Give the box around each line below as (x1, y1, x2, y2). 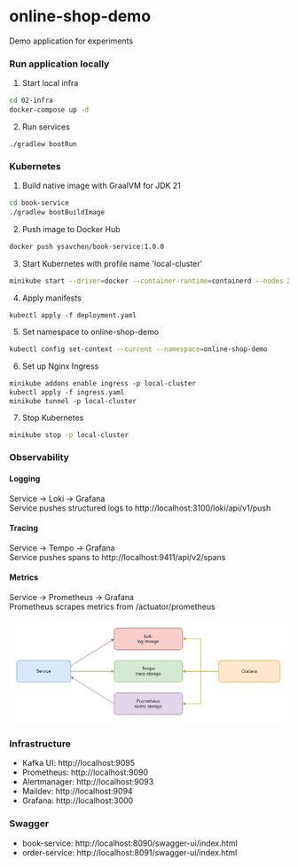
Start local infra (21, 78, 79, 89)
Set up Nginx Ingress (21, 361, 99, 371)
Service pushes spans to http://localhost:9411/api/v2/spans (9, 551, 226, 562)
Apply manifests (21, 293, 82, 303)
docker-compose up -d (9, 105, 90, 114)
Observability (9, 451, 69, 464)
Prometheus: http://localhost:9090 (21, 767, 149, 777)
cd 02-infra (9, 96, 53, 105)
